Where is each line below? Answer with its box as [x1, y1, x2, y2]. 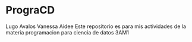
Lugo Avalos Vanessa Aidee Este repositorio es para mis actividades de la [5, 23, 187, 30]
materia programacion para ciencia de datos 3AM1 [5, 29, 129, 36]
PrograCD [5, 3, 55, 17]
